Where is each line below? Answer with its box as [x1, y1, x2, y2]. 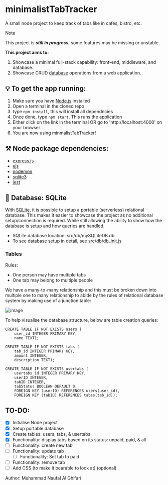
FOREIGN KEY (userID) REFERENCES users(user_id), [14, 388, 120, 393]
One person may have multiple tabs [12, 271, 86, 277]
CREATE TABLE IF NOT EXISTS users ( [5, 327, 82, 332]
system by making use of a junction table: [5, 298, 91, 304]
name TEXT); [14, 335, 39, 340]
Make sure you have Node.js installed [12, 98, 90, 104]
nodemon [12, 168, 33, 174]
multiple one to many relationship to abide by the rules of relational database [5, 292, 163, 298]
